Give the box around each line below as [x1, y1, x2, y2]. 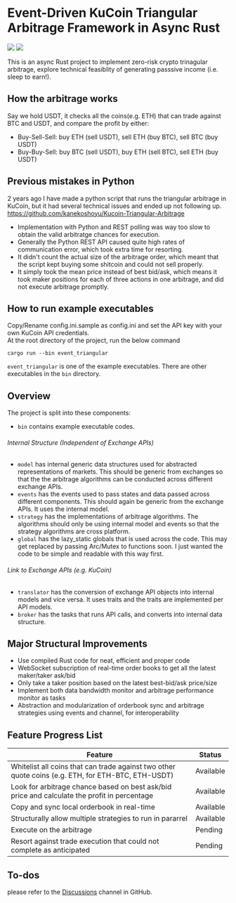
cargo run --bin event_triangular [7, 350, 109, 357]
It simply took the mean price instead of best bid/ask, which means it [17, 267, 218, 275]
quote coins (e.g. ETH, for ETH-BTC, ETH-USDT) [11, 771, 174, 781]
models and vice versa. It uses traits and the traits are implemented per [17, 595, 223, 604]
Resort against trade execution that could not [11, 836, 159, 846]
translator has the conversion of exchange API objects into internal [17, 587, 214, 596]
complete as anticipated [11, 845, 90, 855]
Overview [7, 390, 51, 402]
